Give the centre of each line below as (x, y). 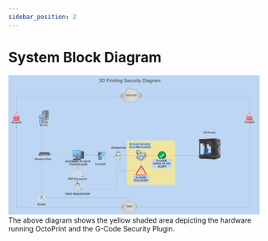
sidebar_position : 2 (43, 17)
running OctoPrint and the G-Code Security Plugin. (92, 228)
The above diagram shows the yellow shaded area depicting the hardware (130, 220)
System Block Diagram (85, 57)
